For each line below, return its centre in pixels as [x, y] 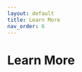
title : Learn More [34, 20]
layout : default [31, 13]
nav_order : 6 [26, 26]
